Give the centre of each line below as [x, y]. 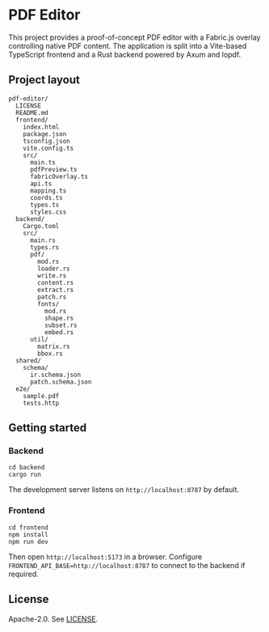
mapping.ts [48, 191]
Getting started [48, 428]
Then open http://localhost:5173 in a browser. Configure [105, 557]
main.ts [43, 162]
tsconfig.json [46, 141]
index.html [41, 127]
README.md [32, 112]
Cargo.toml [41, 226]
